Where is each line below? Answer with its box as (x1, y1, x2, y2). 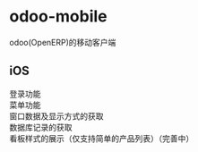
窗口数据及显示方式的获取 (9, 110, 104, 122)
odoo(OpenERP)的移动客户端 (9, 37, 116, 47)
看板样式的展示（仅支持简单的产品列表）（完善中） (9, 132, 194, 144)
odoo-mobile (9, 6, 108, 27)
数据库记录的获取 (9, 122, 73, 132)
